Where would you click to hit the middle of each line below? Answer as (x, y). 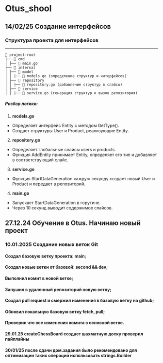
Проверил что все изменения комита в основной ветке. (65, 323)
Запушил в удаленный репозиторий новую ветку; (58, 289)
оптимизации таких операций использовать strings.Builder (68, 355)
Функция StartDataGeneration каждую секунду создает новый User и (83, 178)
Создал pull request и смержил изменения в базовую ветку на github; (80, 301)
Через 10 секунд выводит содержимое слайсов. (62, 207)
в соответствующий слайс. (40, 160)
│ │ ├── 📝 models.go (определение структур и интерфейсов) (66, 76)
